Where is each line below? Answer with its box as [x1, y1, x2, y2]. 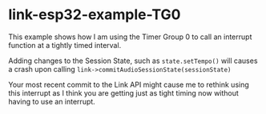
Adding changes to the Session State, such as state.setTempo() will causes [8, 56, 258, 65]
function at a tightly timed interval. [8, 40, 122, 49]
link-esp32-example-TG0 [8, 6, 181, 24]
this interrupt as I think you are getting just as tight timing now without [8, 88, 239, 97]
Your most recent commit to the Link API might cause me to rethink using [8, 80, 250, 89]
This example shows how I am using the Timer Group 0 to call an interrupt [8, 32, 252, 41]
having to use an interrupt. [8, 96, 96, 106]
